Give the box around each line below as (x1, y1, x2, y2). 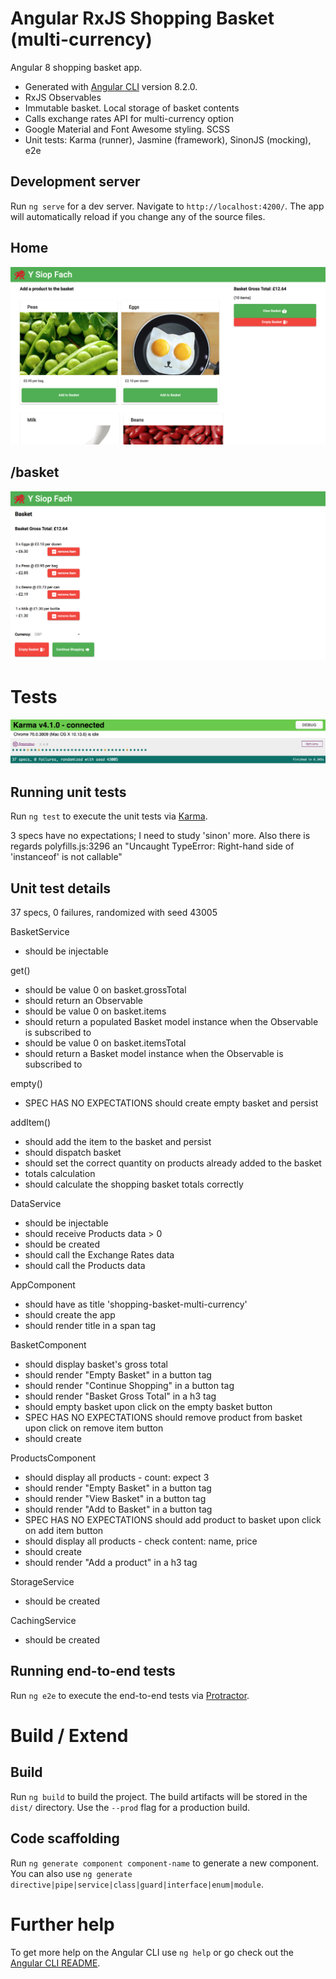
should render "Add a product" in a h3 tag (24, 1556, 198, 1568)
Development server (10, 173, 141, 191)
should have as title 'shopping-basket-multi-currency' (24, 1298, 248, 1310)
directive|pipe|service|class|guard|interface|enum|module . (10, 1878, 264, 1890)
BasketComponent (10, 1338, 87, 1351)
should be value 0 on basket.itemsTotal (24, 1037, 187, 1049)
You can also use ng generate (10, 1867, 133, 1879)
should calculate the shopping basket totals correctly (24, 1178, 244, 1190)
